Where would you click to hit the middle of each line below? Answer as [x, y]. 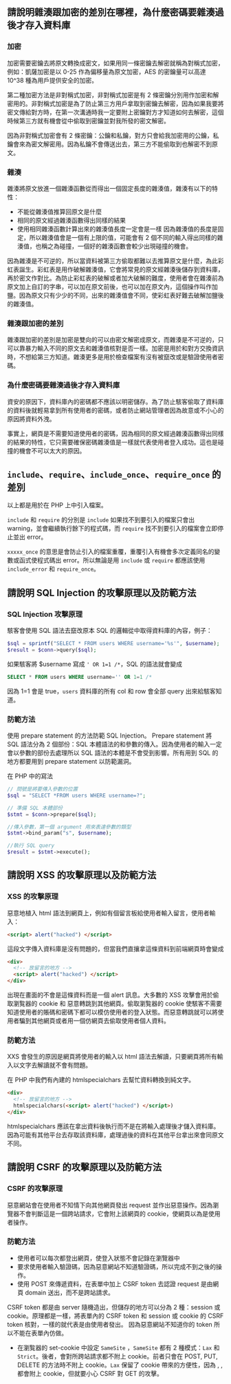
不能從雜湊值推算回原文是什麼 [59, 212]
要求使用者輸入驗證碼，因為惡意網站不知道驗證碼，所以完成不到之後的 [117, 1266]
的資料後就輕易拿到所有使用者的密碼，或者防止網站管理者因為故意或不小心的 [115, 410]
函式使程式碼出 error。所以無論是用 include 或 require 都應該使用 [112, 560]
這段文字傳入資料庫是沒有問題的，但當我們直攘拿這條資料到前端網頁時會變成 [115, 948]
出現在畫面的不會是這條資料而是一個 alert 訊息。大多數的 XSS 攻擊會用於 [110, 995]
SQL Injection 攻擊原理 [45, 614]
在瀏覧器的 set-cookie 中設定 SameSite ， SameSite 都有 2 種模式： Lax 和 [118, 1347]
